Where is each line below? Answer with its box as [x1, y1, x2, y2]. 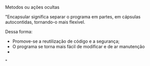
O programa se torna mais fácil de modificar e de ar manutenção [12, 44, 145, 49]
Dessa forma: [5, 29, 33, 34]
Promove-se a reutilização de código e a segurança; [12, 38, 120, 44]
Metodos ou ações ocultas [5, 4, 60, 10]
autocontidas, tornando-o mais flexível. [5, 19, 85, 25]
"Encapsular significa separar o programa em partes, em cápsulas [5, 14, 141, 19]
